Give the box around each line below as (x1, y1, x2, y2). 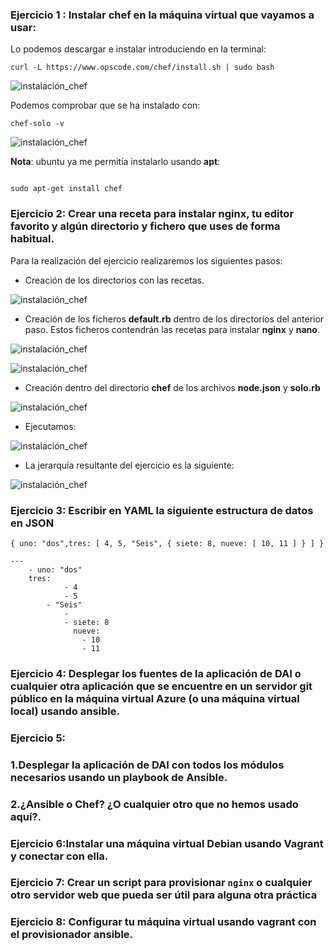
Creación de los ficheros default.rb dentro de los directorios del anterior (24, 313, 325, 325)
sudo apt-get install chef (10, 184, 123, 194)
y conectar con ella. (10, 849, 109, 863)
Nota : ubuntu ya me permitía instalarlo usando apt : (10, 156, 221, 168)
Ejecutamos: (24, 420, 77, 432)
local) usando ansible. (10, 704, 121, 718)
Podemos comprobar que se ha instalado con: (10, 99, 201, 112)
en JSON (10, 516, 55, 530)
